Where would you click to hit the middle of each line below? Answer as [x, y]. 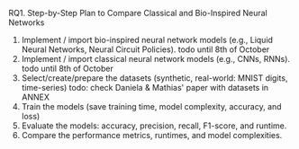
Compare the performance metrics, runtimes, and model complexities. [152, 135]
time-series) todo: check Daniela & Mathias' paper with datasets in [145, 88]
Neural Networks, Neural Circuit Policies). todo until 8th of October [145, 49]
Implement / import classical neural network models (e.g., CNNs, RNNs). [155, 59]
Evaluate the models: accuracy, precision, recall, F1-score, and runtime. [154, 126]
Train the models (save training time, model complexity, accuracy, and [151, 106]
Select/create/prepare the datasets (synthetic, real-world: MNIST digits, [154, 78]
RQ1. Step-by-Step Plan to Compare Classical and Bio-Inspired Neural [138, 13]
